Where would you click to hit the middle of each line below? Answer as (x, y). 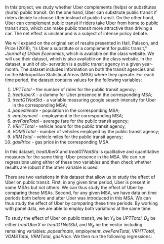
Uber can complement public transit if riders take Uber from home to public (82, 23)
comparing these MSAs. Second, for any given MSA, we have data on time (81, 193)
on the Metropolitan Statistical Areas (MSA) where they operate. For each (80, 74)
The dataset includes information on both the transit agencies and (87, 69)
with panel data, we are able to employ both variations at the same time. (78, 208)
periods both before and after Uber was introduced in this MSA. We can (78, 198)
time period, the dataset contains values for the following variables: (74, 80)
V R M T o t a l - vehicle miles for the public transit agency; (68, 137)
